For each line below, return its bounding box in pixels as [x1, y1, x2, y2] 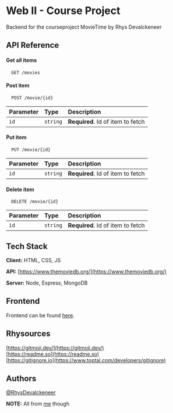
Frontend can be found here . [6, 311, 75, 319]
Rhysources [6, 329, 51, 339]
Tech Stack [6, 241, 48, 251]
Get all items [6, 57, 37, 64]
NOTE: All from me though [6, 400, 70, 407]
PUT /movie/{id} [11, 147, 51, 152]
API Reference [6, 40, 59, 50]
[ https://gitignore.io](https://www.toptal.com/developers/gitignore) [6, 356, 166, 363]
